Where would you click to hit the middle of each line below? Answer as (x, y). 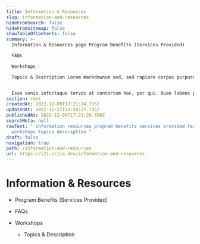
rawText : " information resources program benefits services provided (96, 126)
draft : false (22, 137)
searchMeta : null (28, 121)
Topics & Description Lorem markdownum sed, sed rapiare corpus (93, 77)
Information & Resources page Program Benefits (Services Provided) (98, 45)
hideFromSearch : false (34, 23)
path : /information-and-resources (49, 148)
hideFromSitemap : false (36, 28)
